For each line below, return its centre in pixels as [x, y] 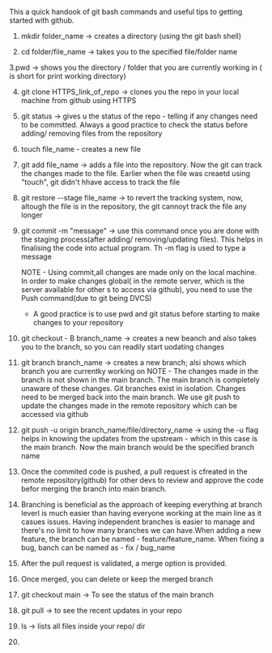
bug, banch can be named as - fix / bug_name [98, 548]
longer [32, 215]
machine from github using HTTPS [79, 100]
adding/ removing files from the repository [91, 133]
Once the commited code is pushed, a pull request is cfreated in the [134, 471]
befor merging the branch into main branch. [93, 489]
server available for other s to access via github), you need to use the [137, 290]
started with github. [42, 20]
